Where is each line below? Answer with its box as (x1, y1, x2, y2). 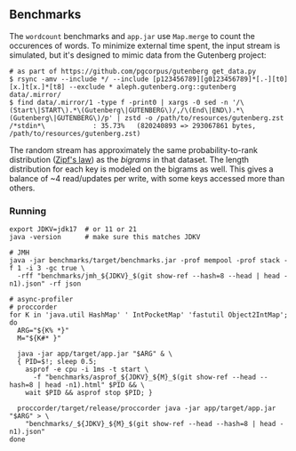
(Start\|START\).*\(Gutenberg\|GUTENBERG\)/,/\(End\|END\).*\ (9, 106, 244, 115)
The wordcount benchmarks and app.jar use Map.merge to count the (9, 30, 255, 41)
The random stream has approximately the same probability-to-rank (9, 144, 258, 155)
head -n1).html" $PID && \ (44, 381, 145, 390)
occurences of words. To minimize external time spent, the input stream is (9, 40, 281, 51)
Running (9, 205, 47, 217)
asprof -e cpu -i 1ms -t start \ (25, 365, 149, 374)
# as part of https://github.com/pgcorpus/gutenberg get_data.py (9, 67, 256, 76)
